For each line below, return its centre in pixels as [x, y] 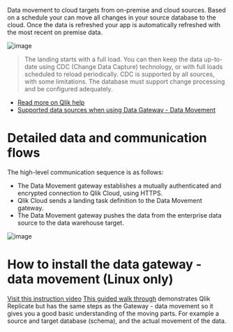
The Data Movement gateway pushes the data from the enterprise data [119, 215]
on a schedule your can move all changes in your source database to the [112, 17]
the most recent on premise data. [55, 32]
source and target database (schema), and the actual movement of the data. [117, 321]
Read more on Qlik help [51, 103]
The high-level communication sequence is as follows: [85, 172]
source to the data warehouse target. [70, 222]
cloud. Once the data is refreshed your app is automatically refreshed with [114, 25]
